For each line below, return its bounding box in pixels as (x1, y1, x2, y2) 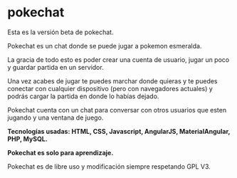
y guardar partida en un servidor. (7, 63, 105, 71)
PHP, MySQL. (7, 135, 48, 143)
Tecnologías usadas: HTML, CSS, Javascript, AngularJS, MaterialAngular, (7, 127, 231, 135)
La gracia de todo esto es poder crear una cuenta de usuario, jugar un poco (7, 55, 230, 64)
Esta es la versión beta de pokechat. (7, 28, 114, 36)
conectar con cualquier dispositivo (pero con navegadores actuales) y (7, 84, 214, 93)
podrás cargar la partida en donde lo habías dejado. (7, 92, 159, 100)
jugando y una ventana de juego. (7, 113, 104, 122)
